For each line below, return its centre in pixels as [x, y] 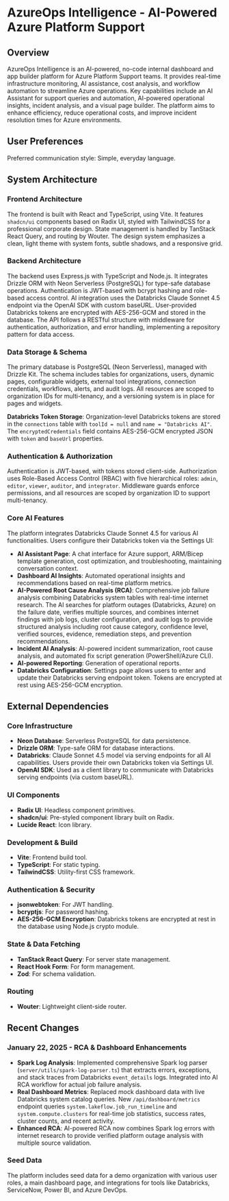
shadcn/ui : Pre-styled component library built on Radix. [96, 817]
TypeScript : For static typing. [58, 864]
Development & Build [43, 842]
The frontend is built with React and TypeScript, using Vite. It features [105, 214]
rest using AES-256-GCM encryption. [70, 685]
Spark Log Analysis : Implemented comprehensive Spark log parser [112, 1062]
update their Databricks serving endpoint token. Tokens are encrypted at [119, 678]
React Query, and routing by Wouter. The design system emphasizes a [106, 236]
